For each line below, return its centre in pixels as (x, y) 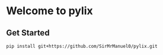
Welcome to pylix (49, 11)
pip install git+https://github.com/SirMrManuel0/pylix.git (82, 46)
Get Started (28, 33)
